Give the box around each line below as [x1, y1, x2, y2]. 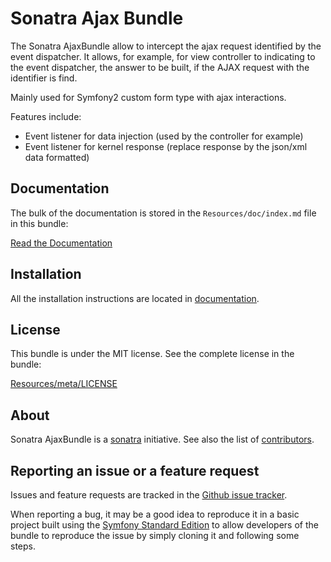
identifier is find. [10, 72, 78, 84]
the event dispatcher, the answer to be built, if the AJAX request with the [10, 61, 310, 73]
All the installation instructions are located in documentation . [10, 292, 260, 304]
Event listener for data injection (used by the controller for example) [24, 130, 304, 142]
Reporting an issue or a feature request [10, 462, 260, 479]
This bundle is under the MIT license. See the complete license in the [10, 348, 295, 360]
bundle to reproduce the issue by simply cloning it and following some [10, 530, 300, 541]
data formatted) [24, 151, 90, 163]
